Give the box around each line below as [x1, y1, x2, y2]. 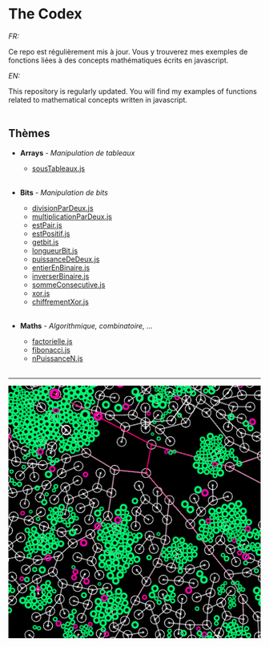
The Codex [8, 5, 82, 23]
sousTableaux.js [31, 164, 86, 173]
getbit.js [31, 237, 59, 247]
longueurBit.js [31, 245, 78, 255]
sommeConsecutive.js [31, 280, 106, 289]
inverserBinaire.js [31, 271, 90, 281]
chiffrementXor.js [31, 297, 90, 306]
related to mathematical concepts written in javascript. [8, 95, 188, 104]
